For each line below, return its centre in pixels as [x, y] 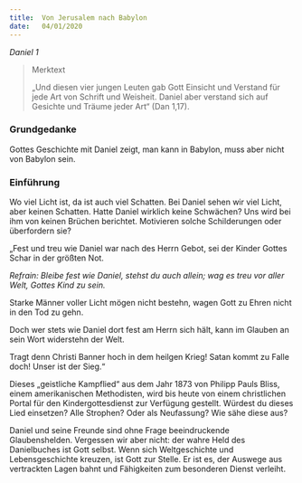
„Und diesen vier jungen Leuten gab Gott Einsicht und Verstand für [156, 87]
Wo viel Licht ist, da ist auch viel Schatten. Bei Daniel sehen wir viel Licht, [146, 202]
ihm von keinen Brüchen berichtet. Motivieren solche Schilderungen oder [146, 222]
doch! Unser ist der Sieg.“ [57, 366]
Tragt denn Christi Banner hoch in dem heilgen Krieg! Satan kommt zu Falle [149, 357]
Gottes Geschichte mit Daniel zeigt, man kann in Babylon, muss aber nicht [147, 149]
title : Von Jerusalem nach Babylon [78, 18]
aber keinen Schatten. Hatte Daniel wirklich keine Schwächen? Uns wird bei [150, 212]
